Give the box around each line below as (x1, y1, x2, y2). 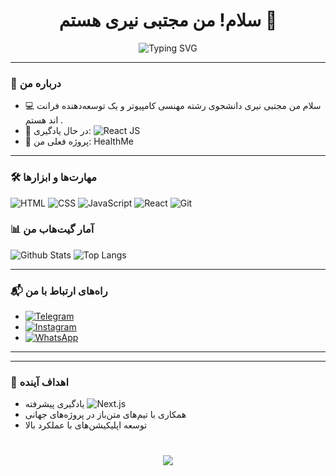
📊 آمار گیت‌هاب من (10, 222, 95, 236)
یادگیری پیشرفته (24, 398, 85, 410)
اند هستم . (24, 114, 64, 126)
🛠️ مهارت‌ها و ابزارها (10, 170, 97, 184)
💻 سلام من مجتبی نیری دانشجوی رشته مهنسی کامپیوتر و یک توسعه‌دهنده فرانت (24, 100, 322, 112)
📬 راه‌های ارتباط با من (10, 284, 108, 298)
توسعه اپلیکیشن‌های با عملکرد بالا (24, 419, 148, 431)
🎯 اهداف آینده (10, 375, 69, 389)
